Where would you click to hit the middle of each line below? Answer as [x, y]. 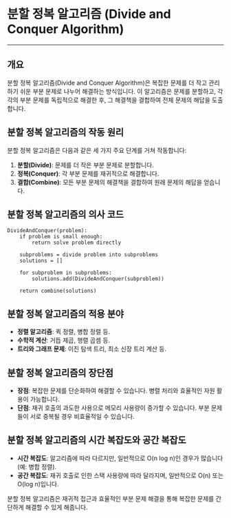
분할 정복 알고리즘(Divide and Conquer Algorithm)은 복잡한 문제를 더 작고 [107, 83]
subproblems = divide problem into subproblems [89, 255]
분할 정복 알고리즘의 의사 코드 [66, 214]
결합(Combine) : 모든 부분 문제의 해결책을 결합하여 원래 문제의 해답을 [110, 182]
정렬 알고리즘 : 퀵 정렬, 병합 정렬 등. [64, 332]
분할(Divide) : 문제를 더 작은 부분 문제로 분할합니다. [86, 165]
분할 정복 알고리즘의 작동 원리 [66, 133]
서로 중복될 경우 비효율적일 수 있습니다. [82, 416]
